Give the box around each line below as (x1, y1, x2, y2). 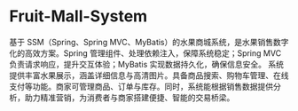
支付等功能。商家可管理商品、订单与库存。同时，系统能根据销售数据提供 (9, 81, 273, 91)
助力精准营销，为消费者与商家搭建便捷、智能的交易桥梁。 (24, 91, 235, 103)
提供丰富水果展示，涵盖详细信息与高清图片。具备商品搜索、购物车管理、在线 (9, 69, 289, 81)
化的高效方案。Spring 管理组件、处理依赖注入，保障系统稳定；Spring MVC (9, 47, 282, 59)
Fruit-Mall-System (9, 6, 148, 27)
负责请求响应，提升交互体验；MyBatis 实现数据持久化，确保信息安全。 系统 (9, 59, 284, 69)
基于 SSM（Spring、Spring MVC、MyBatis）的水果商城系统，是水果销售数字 (9, 36, 289, 47)
